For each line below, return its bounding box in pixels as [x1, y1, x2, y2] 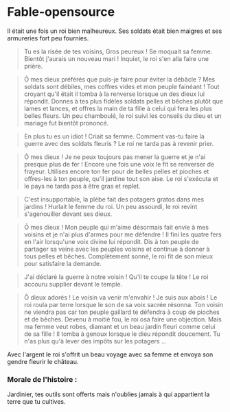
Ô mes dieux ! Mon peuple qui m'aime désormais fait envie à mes [23, 223, 209, 231]
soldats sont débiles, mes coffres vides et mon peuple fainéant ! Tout [23, 82, 220, 90]
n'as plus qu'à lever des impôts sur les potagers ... [23, 337, 167, 345]
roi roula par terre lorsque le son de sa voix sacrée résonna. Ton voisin [23, 300, 224, 308]
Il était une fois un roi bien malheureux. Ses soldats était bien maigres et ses [7, 27, 222, 35]
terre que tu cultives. [7, 398, 67, 406]
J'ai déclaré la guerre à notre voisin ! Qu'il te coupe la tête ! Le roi [23, 272, 209, 281]
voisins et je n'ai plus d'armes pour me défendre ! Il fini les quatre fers [23, 230, 222, 239]
